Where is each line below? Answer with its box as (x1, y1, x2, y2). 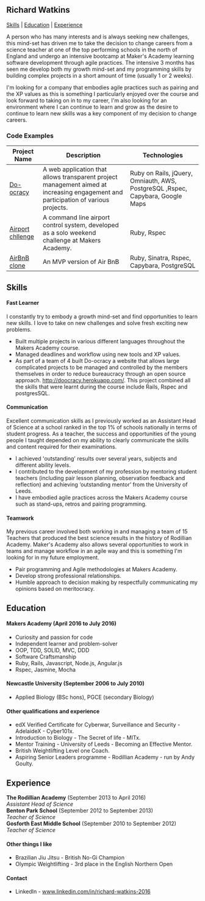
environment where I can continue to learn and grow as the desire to (6, 103, 179, 111)
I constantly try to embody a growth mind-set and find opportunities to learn (6, 313, 198, 320)
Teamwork (6, 514, 34, 522)
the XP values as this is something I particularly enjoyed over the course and (6, 90, 199, 97)
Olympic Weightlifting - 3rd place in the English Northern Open (15, 861, 173, 868)
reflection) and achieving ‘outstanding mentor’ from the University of (15, 481, 188, 488)
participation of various (42, 195, 110, 204)
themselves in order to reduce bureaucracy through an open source (15, 370, 186, 378)
